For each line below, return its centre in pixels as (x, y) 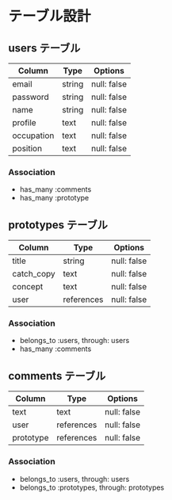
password (31, 97)
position (27, 149)
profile (25, 122)
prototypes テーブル (58, 225)
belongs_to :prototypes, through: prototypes (92, 487)
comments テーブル (57, 376)
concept (28, 287)
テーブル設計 (50, 16)
